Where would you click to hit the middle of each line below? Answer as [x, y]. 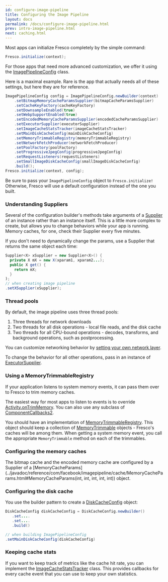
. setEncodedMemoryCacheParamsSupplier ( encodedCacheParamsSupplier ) [86, 119]
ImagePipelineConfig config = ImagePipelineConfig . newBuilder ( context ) [82, 96]
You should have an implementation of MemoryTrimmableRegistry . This [79, 422]
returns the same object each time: [41, 246]
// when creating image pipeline [40, 284]
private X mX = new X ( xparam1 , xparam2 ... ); [57, 260]
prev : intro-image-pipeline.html [40, 29]
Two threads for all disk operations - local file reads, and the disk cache [87, 327]
